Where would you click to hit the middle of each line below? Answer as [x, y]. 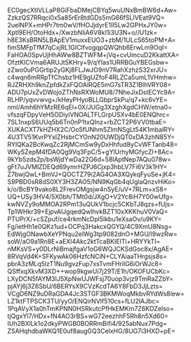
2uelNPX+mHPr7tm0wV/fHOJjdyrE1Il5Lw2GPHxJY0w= [87, 25]
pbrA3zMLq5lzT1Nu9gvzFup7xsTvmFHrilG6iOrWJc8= [85, 264]
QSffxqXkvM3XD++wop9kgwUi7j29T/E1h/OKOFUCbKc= [89, 271]
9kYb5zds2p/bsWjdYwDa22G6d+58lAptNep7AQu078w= [90, 159]
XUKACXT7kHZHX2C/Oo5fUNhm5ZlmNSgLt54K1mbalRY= [91, 130]
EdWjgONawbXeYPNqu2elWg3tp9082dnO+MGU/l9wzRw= [92, 234]
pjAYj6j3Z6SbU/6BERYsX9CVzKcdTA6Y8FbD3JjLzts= [85, 286]
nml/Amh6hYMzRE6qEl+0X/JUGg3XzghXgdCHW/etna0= [90, 107]
